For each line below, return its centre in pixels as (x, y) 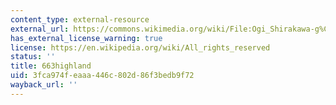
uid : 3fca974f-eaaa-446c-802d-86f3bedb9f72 (102, 76)
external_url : (40, 29)
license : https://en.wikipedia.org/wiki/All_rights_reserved (140, 47)
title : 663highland (51, 66)
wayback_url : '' (44, 85)
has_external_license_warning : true (86, 38)
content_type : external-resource (80, 19)
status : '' (33, 57)
